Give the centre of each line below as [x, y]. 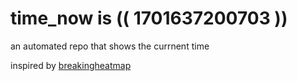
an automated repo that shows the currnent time [110, 46]
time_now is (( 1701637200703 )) [149, 18]
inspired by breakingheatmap [71, 65]
